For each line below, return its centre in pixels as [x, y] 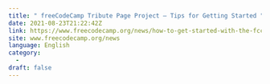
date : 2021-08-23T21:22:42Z [55, 23]
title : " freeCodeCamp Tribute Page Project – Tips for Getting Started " [136, 16]
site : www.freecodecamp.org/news [64, 38]
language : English [39, 46]
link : [17, 30]
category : [25, 53]
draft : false [30, 68]
